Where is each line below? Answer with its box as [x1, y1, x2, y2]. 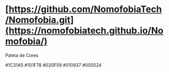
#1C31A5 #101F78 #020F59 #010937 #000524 [5, 62, 102, 68]
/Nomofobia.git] [5, 14, 74, 26]
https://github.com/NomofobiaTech [9, 4, 162, 15]
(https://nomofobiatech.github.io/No [5, 25, 164, 36]
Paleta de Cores [5, 52, 39, 58]
